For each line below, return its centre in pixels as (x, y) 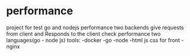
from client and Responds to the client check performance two (83, 33)
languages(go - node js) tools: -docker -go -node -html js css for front (93, 40)
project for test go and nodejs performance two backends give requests (95, 27)
